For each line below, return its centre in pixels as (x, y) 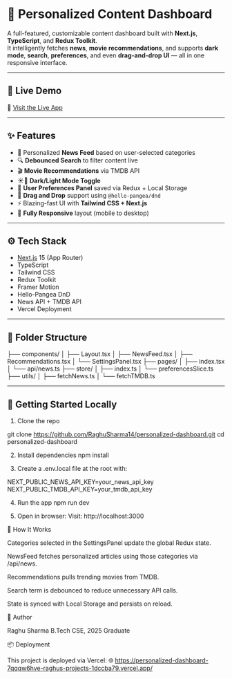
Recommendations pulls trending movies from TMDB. (83, 577)
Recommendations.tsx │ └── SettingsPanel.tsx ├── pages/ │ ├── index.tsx (116, 362)
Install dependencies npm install (63, 455)
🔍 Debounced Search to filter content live (77, 160)
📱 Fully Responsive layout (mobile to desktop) (83, 213)
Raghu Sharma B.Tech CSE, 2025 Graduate (69, 631)
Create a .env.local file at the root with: (72, 468)
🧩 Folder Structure (47, 337)
